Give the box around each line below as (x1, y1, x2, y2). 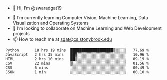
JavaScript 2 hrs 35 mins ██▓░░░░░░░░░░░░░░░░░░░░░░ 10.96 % (5, 52, 149, 57)
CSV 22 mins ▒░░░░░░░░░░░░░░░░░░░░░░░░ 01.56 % (5, 61, 149, 66)
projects (12, 31, 30, 36)
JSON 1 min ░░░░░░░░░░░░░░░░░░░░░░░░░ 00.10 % (5, 70, 149, 75)
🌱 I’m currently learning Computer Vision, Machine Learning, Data (12, 15, 148, 20)
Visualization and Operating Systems (12, 20, 89, 26)
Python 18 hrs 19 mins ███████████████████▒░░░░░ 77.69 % (5, 48, 149, 53)
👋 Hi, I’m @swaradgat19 (12, 5, 62, 11)
